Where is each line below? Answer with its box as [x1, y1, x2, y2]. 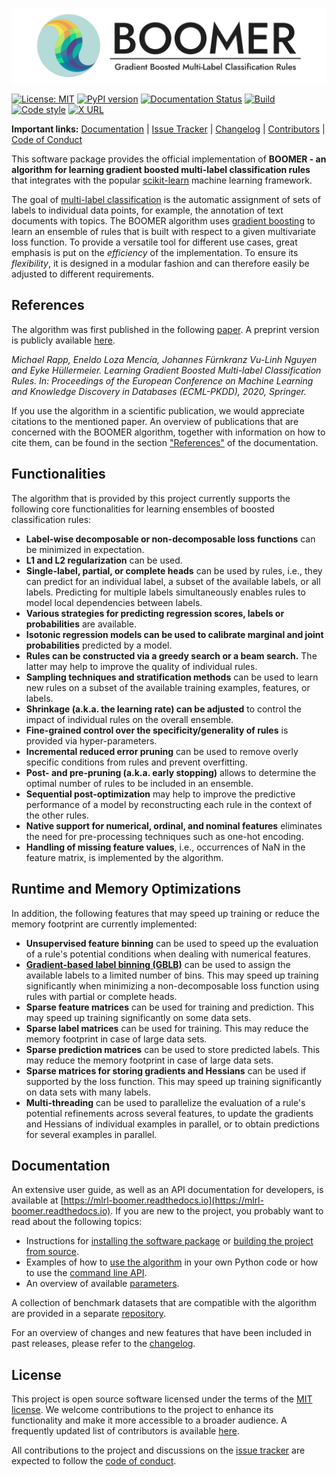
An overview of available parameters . [25, 1278, 180, 1290]
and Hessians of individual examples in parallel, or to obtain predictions [25, 1118, 320, 1130]
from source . [25, 1246, 79, 1258]
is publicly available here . [11, 334, 116, 346]
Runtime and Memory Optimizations [11, 881, 242, 898]
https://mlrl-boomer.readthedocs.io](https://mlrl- [63, 1194, 264, 1207]
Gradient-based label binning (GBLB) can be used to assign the [25, 958, 291, 970]
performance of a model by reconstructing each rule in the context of [25, 798, 313, 810]
